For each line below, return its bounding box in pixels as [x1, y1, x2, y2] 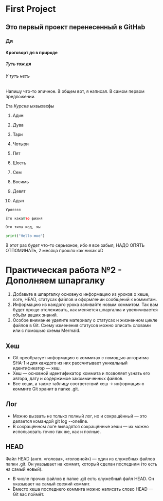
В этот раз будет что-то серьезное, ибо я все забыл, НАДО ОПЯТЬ [5, 242, 145, 248]
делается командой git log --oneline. [12, 418, 89, 424]
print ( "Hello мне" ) [5, 234, 45, 239]
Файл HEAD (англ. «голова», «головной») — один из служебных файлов [5, 456, 155, 461]
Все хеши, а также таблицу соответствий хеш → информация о [12, 380, 145, 387]
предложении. [5, 93, 36, 99]
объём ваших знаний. [12, 312, 58, 318]
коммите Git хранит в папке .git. [12, 386, 79, 392]
